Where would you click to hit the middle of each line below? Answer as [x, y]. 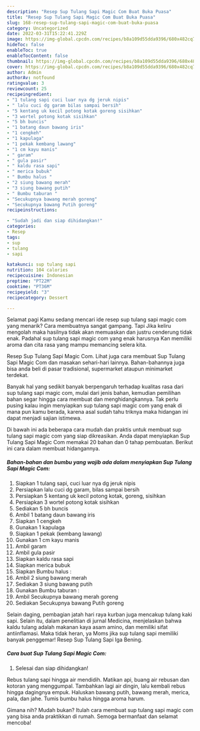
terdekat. [18, 375]
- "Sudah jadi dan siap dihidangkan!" [55, 221]
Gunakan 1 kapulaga [40, 528]
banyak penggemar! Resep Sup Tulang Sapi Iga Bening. [75, 640]
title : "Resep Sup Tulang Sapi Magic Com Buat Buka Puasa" [81, 17]
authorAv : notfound [31, 78]
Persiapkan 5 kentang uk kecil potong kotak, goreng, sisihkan [90, 496]
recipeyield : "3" [28, 292]
